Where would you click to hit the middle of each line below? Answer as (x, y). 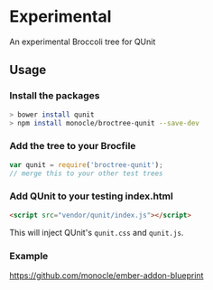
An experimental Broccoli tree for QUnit (83, 42)
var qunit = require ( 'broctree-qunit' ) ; (87, 164)
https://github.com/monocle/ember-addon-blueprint (106, 275)
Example (29, 256)
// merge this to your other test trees (87, 173)
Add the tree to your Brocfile (73, 146)
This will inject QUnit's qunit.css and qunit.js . (97, 232)
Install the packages (55, 96)
